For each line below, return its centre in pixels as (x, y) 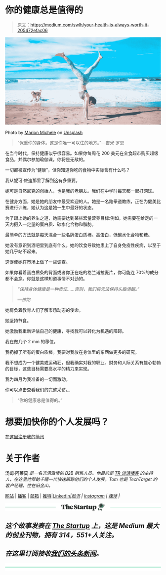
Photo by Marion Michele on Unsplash (44, 132)
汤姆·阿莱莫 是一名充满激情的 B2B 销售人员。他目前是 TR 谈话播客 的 (75, 473)
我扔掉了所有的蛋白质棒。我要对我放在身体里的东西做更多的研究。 (72, 352)
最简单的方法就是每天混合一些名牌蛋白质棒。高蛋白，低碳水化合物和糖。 (79, 235)
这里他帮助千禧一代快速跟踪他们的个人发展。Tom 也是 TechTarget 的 (88, 479)
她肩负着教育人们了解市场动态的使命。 (44, 310)
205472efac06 (32, 30)
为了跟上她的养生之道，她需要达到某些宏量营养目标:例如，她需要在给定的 (80, 218)
